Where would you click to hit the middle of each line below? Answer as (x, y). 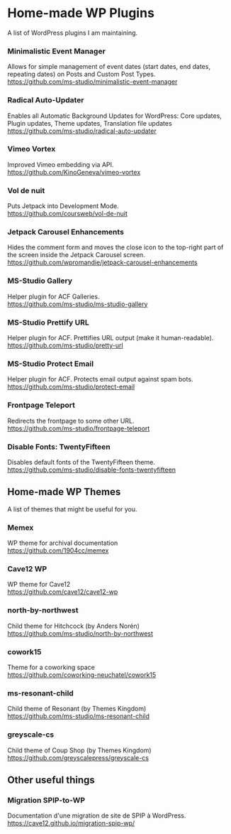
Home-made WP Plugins (81, 13)
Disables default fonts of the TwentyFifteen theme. (81, 462)
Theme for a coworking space (51, 667)
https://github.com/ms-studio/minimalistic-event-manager (92, 82)
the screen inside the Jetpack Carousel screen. (76, 255)
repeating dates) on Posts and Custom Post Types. (81, 74)
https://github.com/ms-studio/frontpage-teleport (79, 428)
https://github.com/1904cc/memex (58, 551)
